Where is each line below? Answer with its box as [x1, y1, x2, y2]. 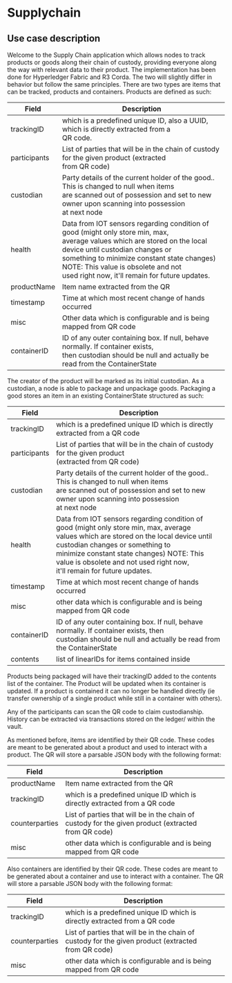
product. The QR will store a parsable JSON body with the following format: [7, 750, 222, 759]
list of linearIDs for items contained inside [56, 655, 191, 664]
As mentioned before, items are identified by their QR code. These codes [7, 736, 215, 744]
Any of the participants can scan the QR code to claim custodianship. [7, 708, 204, 716]
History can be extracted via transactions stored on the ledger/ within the [7, 715, 215, 723]
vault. [7, 723, 23, 730]
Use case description [7, 33, 101, 44]
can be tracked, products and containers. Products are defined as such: [7, 88, 212, 96]
